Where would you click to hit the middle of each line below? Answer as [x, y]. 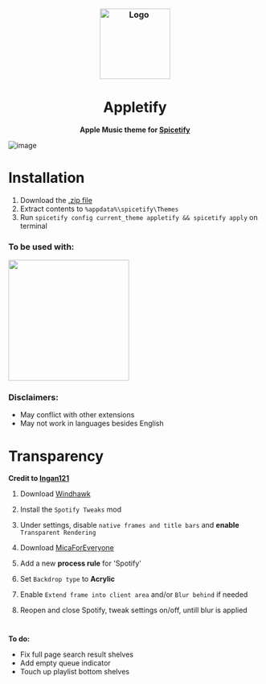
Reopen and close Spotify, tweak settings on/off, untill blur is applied [133, 610]
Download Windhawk [55, 494]
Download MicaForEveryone [67, 548]
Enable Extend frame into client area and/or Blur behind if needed [134, 595]
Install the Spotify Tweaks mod [71, 510]
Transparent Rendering [58, 533]
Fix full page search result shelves [77, 654]
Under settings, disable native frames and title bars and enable [129, 525]
